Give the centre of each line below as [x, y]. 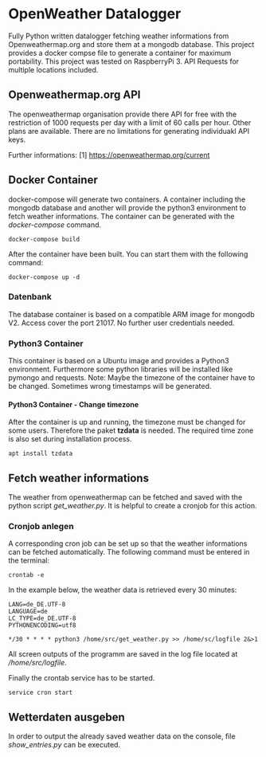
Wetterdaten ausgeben [66, 717]
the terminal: [29, 561]
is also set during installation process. [70, 439]
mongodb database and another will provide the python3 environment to [127, 207]
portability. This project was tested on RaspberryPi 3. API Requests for [124, 61]
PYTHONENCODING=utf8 [43, 626]
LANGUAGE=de [28, 612]
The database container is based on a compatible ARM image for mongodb [131, 314]
